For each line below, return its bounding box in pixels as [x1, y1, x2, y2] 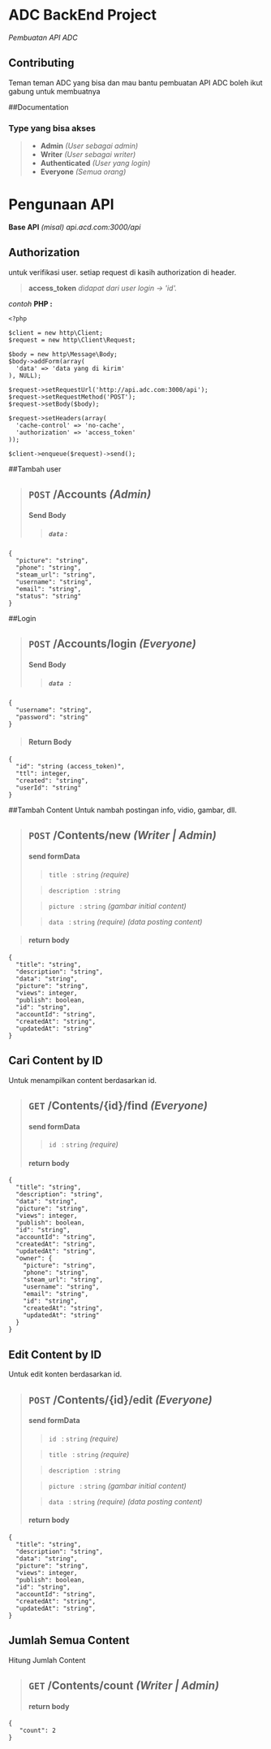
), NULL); [8, 372, 42, 380]
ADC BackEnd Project [8, 6, 157, 24]
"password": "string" [15, 713, 89, 721]
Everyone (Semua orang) [40, 167, 127, 176]
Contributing [8, 56, 75, 70]
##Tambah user [8, 463, 62, 473]
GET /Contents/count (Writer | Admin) [28, 1679, 219, 1693]
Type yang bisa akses [8, 122, 96, 133]
